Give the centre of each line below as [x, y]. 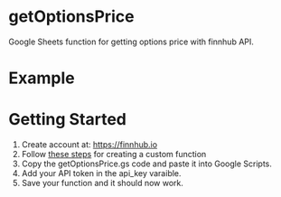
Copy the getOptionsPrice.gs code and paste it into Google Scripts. [147, 164]
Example [42, 78]
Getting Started [68, 120]
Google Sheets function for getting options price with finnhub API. [131, 42]
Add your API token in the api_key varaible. [101, 174]
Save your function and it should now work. [103, 183]
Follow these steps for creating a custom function [114, 155]
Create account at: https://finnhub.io [89, 145]
